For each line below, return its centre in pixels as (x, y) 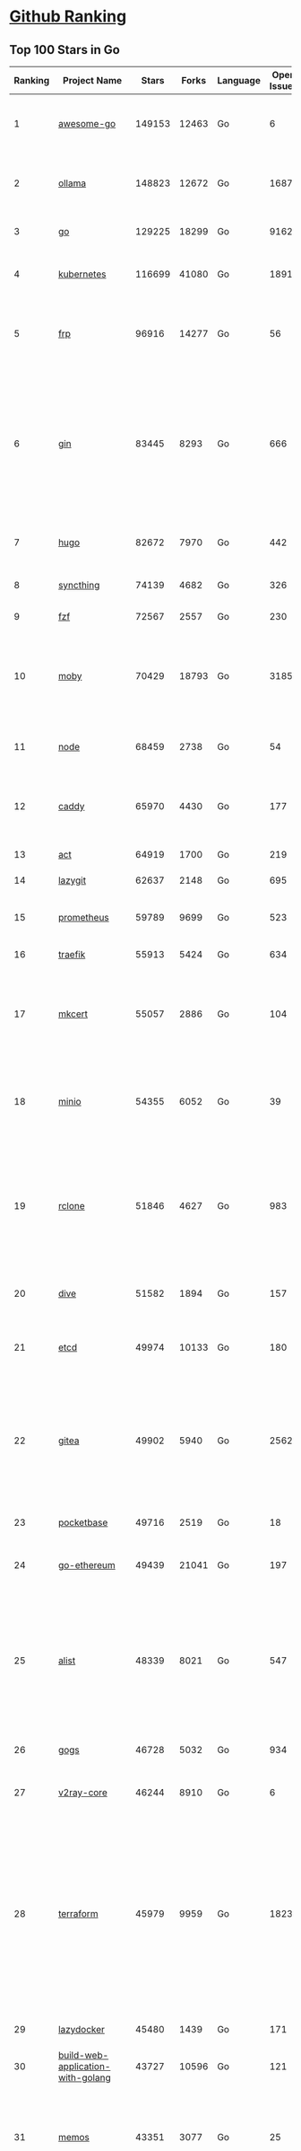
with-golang (84, 2078)
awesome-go (87, 123)
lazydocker (82, 2029)
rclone (71, 1206)
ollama (72, 183)
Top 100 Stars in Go (65, 50)
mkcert (73, 1014)
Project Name (92, 80)
